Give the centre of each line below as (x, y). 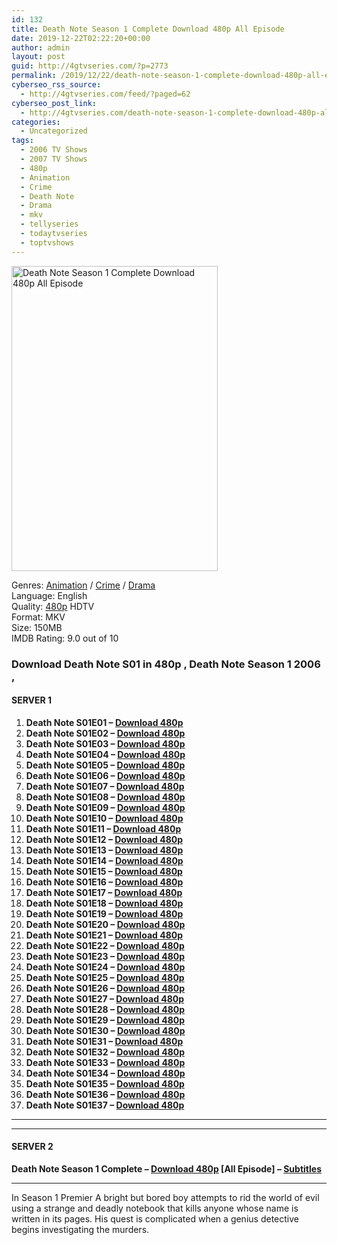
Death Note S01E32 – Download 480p (105, 1052)
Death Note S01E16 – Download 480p (104, 882)
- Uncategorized (54, 131)
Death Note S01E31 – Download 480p (104, 1041)
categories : (36, 122)
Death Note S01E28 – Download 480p (105, 1009)
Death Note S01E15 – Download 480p (104, 871)
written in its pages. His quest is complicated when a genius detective (155, 1218)
